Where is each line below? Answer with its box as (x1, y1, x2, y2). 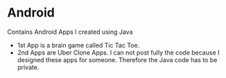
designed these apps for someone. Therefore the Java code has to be (17, 55, 218, 64)
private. (17, 63, 40, 71)
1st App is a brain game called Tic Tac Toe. (17, 41, 140, 49)
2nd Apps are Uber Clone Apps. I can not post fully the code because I (17, 48, 220, 57)
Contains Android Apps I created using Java (7, 28, 133, 36)
